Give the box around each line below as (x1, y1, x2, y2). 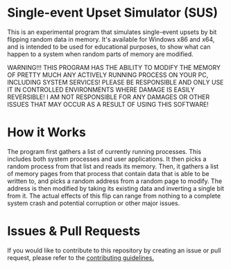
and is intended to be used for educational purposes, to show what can (7, 42, 211, 51)
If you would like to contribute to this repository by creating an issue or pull (7, 246, 221, 254)
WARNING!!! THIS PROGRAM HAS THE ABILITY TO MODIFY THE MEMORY (7, 63, 221, 71)
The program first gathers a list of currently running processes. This (7, 147, 202, 155)
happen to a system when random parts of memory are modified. (7, 50, 194, 58)
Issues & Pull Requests (7, 223, 141, 239)
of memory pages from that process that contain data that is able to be (7, 169, 209, 177)
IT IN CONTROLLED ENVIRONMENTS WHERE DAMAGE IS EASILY (7, 85, 196, 94)
